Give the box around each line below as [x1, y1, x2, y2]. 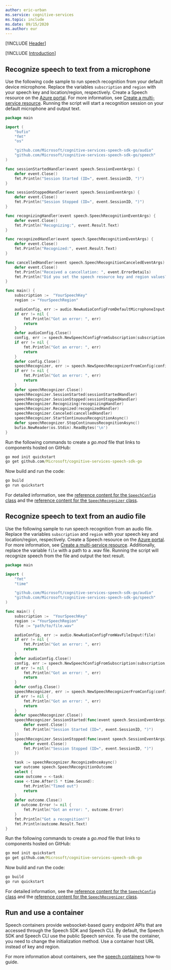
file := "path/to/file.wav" [14, 623, 74, 629]
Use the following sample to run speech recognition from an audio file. [5, 525, 153, 532]
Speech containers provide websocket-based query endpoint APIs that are [5, 922, 162, 928]
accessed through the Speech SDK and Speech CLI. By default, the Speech [5, 927, 164, 933]
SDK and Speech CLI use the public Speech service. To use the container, [5, 932, 160, 939]
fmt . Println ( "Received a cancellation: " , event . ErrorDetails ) [14, 269, 152, 275]
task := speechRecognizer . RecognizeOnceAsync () [14, 760, 117, 765]
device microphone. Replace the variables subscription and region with [5, 83, 156, 90]
